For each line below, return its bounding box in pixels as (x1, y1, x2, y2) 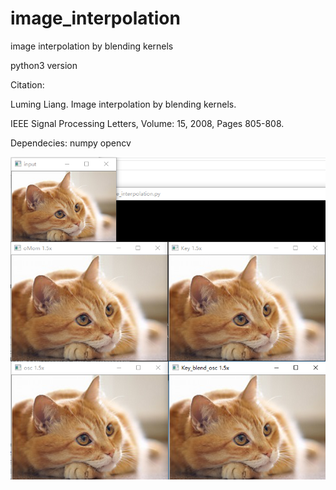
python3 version (10, 59, 78, 71)
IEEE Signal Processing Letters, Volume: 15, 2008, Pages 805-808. (10, 117, 285, 129)
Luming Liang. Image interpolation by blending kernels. (10, 98, 237, 110)
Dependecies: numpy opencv (10, 137, 132, 149)
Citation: (10, 78, 45, 91)
